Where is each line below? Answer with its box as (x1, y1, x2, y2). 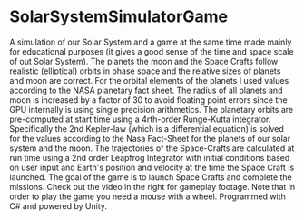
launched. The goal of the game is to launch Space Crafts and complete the (9, 171, 292, 183)
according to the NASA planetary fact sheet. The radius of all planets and (9, 85, 283, 95)
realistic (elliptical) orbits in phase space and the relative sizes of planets (9, 65, 281, 76)
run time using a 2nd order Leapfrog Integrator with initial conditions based (9, 152, 290, 163)
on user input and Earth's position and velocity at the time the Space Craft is (9, 162, 295, 173)
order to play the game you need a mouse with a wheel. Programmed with (9, 191, 286, 202)
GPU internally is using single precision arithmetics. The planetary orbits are (9, 104, 293, 115)
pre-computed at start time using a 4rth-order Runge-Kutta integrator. (9, 114, 271, 125)
